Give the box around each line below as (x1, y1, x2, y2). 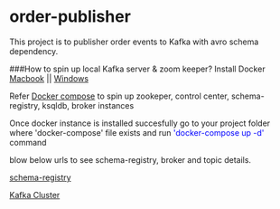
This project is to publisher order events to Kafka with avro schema (9, 36, 259, 47)
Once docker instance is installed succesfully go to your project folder (9, 118, 271, 128)
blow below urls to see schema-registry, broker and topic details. (9, 154, 251, 165)
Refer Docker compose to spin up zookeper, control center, (9, 90, 230, 101)
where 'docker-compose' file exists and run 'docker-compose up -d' (9, 127, 265, 138)
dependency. (9, 45, 59, 56)
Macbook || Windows (9, 72, 89, 83)
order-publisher (9, 6, 131, 27)
